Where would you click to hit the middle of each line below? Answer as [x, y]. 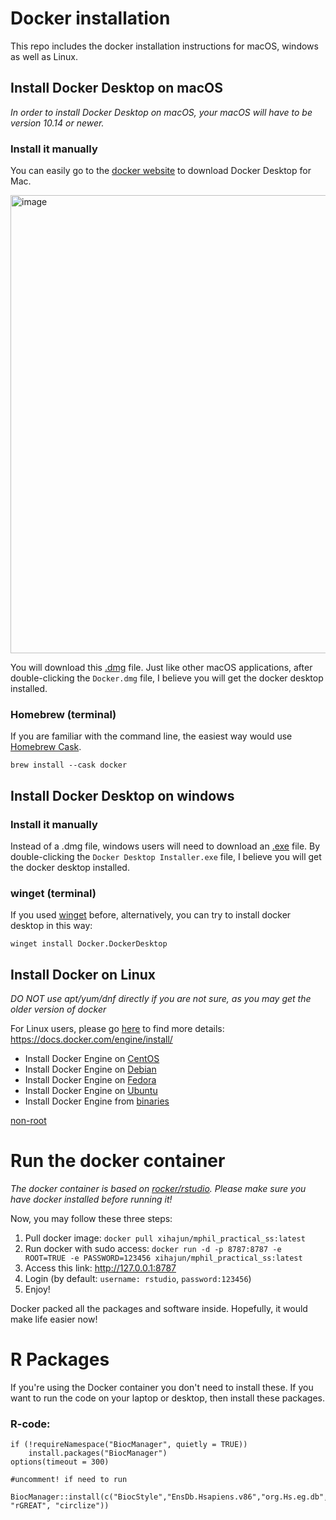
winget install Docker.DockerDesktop [89, 944]
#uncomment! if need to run [69, 1480]
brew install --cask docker [69, 765]
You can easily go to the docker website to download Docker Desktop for [161, 171]
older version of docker [58, 1009]
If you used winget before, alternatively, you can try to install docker [151, 915]
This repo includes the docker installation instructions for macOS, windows [164, 46]
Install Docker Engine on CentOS [92, 1059]
